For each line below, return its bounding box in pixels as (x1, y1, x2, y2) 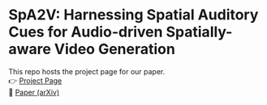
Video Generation (54, 40, 176, 58)
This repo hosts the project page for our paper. (8, 66, 166, 76)
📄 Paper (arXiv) (8, 87, 60, 97)
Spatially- (166, 23, 233, 41)
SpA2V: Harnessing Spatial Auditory (8, 6, 259, 24)
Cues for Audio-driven (8, 23, 163, 41)
